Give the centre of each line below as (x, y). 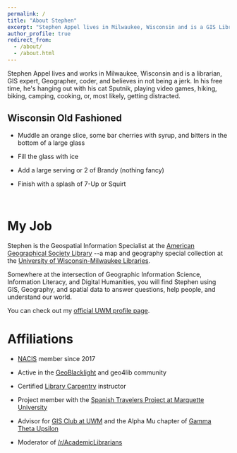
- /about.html (34, 54)
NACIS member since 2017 (56, 358)
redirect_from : (30, 40)
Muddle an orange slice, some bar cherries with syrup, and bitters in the (122, 135)
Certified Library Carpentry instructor (72, 386)
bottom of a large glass (51, 143)
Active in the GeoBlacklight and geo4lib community (92, 372)
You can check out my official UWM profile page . (79, 310)
